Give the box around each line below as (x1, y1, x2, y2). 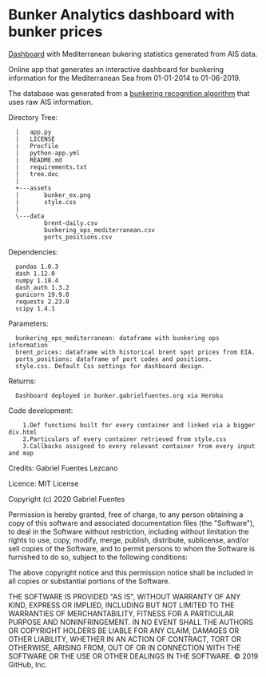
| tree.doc (15, 170, 59, 178)
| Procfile (15, 142, 59, 150)
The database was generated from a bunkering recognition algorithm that (8, 88, 250, 98)
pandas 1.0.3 (15, 262, 59, 270)
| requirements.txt (15, 162, 88, 171)
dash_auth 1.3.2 (15, 283, 69, 291)
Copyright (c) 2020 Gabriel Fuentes (8, 494, 125, 503)
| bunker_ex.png (15, 190, 91, 199)
